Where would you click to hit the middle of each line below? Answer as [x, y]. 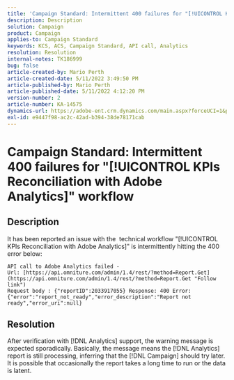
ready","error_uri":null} [45, 303]
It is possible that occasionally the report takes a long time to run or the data [117, 363]
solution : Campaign [36, 26]
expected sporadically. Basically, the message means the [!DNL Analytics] [114, 349]
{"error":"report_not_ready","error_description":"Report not [99, 297]
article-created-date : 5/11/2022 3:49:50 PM [73, 78]
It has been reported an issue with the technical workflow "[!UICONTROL [112, 238]
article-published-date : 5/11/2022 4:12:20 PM [76, 91]
